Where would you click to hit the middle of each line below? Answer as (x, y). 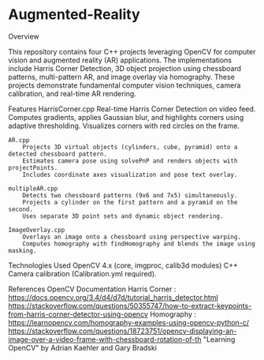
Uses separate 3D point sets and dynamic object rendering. (123, 216)
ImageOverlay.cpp (37, 230)
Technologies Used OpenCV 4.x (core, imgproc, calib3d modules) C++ (123, 265)
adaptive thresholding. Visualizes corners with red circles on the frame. (124, 126)
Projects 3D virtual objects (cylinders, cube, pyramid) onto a (130, 147)
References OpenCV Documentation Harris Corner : (92, 289)
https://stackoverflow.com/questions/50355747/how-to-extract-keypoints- (130, 306)
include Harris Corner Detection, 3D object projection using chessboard (125, 68)
